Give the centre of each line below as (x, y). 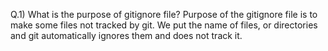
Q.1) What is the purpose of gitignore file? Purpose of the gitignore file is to (164, 14)
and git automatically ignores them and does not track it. (126, 35)
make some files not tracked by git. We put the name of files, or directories (164, 25)
